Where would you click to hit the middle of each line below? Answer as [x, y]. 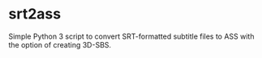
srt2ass [35, 14]
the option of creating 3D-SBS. [60, 44]
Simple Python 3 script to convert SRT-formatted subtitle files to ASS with [131, 36]
